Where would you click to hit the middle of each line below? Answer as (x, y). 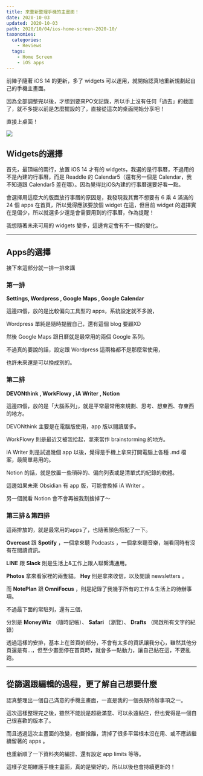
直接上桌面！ (22, 121)
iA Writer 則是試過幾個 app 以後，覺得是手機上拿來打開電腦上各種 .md (93, 452)
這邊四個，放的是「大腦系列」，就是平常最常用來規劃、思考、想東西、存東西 (100, 406)
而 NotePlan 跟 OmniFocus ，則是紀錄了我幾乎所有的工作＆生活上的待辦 (97, 589)
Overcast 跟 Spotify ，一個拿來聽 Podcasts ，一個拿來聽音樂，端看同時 (96, 543)
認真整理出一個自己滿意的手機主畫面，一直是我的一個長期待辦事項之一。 (96, 700)
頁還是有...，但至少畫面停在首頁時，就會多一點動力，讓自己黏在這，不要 (96, 650)
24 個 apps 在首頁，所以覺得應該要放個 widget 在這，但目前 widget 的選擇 (99, 205)
